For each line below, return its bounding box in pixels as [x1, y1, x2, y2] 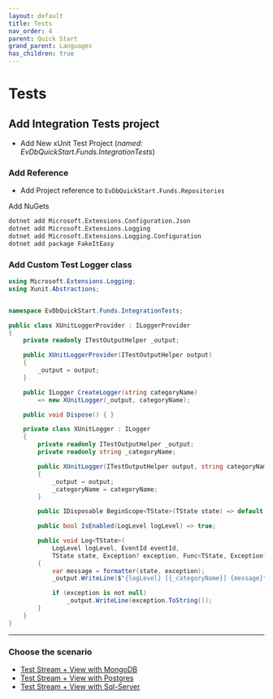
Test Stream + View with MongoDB [19, 665, 138, 675]
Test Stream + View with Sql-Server [19, 682, 141, 692]
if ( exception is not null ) [51, 589, 148, 598]
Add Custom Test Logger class [8, 259, 132, 270]
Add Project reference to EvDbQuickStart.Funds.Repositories [19, 186, 225, 196]
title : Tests [8, 19, 53, 28]
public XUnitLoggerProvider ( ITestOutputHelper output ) [23, 351, 213, 360]
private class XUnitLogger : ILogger [23, 425, 151, 434]
